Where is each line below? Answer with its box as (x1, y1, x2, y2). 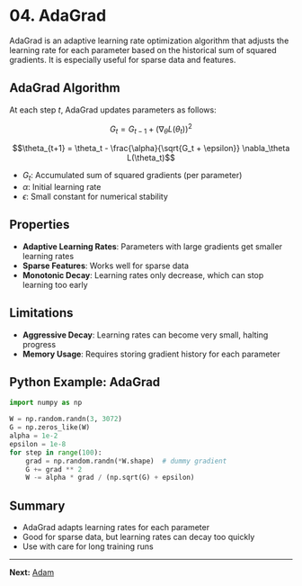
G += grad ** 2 (25, 464, 83, 473)
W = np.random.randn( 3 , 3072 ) (9, 415, 123, 424)
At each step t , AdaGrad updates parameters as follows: (9, 104, 218, 115)
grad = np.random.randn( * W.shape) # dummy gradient (25, 456, 227, 465)
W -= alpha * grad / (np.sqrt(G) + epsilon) (25, 473, 195, 482)
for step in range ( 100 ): (9, 447, 102, 457)
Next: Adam (9, 567, 55, 578)
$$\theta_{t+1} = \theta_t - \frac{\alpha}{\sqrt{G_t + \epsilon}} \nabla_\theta (12, 143, 290, 154)
